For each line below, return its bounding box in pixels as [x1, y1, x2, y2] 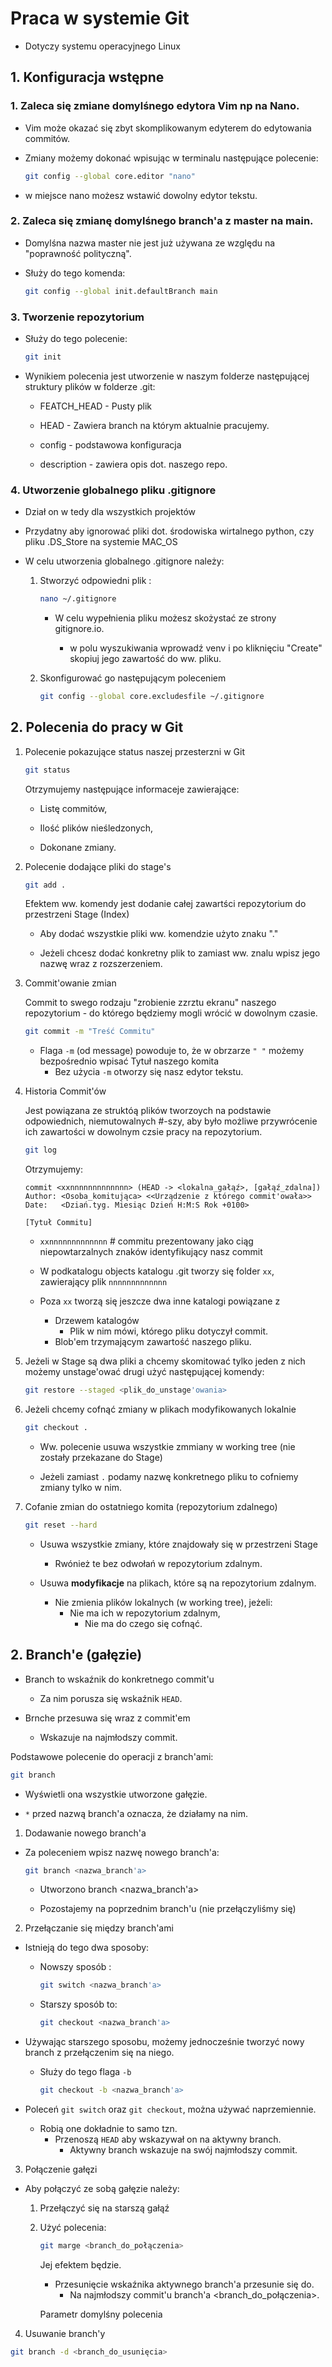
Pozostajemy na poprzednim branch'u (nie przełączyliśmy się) [39, 1903, 297, 1915]
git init [24, 352, 62, 362]
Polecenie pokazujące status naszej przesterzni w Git [24, 745, 245, 757]
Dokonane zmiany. [39, 841, 117, 853]
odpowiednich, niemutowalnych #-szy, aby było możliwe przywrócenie [24, 1115, 318, 1127]
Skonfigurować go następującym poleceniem [39, 672, 227, 684]
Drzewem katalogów [54, 1315, 140, 1327]
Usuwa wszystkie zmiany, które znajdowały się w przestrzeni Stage [39, 1538, 318, 1550]
